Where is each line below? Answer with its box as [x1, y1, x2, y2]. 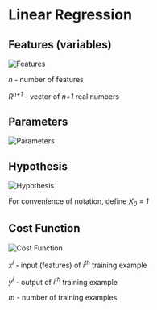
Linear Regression [8, 6, 133, 24]
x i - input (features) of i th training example [8, 258, 147, 270]
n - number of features [8, 75, 85, 84]
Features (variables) [8, 38, 112, 52]
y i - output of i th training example [8, 275, 118, 287]
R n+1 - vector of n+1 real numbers [8, 90, 119, 101]
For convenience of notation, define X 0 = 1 [8, 196, 149, 209]
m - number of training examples [8, 292, 118, 303]
